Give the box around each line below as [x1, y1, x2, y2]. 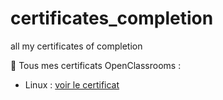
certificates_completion [10, 7, 214, 30]
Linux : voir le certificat [24, 78, 120, 91]
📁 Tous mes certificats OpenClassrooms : [10, 59, 182, 71]
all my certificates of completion [10, 40, 143, 52]
